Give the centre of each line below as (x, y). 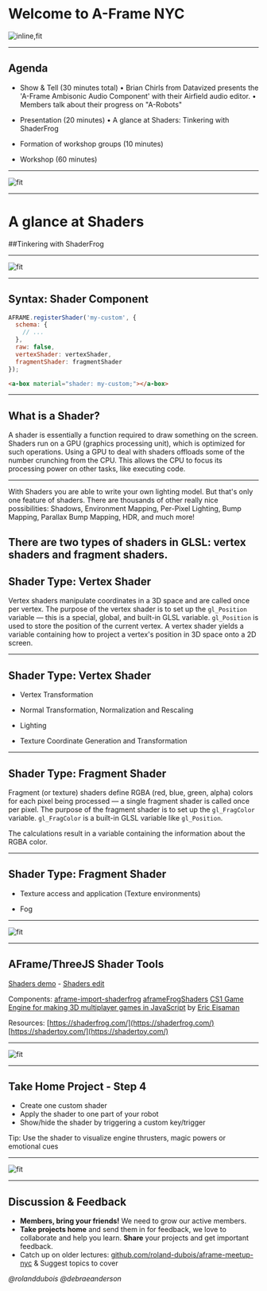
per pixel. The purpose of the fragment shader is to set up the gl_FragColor (132, 809)
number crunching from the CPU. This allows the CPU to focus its (115, 460)
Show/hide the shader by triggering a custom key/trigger (112, 1122)
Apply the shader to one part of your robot (89, 1114)
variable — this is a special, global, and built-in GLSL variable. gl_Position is (133, 618)
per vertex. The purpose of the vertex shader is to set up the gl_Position (128, 609)
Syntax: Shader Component (78, 299)
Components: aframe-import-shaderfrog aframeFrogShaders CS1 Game (126, 999)
